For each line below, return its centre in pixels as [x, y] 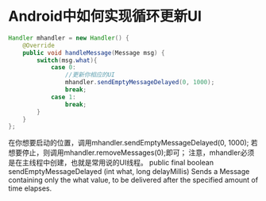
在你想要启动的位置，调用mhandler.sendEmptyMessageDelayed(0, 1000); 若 [133, 143]
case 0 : [64, 68]
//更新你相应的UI [90, 75]
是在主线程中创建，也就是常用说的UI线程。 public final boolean [111, 163]
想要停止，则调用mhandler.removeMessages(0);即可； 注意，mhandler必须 [131, 153]
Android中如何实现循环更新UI [105, 16]
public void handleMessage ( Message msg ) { [94, 52]
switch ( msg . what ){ [67, 60]
